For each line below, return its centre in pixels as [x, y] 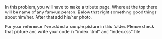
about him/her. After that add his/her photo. [49, 17]
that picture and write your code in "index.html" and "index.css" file [73, 32]
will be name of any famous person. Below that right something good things [81, 12]
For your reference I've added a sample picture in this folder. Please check [80, 26]
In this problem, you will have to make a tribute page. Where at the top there [81, 7]
